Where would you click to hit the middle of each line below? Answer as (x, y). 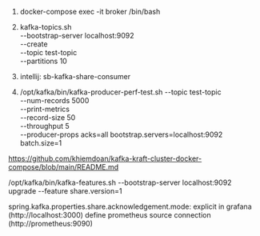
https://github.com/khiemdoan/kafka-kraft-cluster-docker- (105, 158)
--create (34, 44)
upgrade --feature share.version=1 (65, 191)
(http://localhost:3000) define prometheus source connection (110, 215)
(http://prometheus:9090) (51, 224)
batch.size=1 (41, 143)
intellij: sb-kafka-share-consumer (75, 76)
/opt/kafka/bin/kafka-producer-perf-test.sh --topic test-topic (120, 92)
